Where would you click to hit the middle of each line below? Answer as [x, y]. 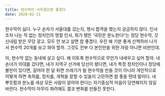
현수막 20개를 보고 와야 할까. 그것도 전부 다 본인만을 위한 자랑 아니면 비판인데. [85, 47]
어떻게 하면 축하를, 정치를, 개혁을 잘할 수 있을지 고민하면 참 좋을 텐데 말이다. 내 [81, 76]
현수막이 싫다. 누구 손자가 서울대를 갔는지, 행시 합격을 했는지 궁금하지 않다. [77, 29]
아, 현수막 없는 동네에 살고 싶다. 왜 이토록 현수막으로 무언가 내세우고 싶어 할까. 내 [83, 58]
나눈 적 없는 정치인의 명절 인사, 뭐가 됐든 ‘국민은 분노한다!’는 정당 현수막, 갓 [86, 35]
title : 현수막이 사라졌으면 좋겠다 [35, 10]
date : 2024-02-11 [23, 14]
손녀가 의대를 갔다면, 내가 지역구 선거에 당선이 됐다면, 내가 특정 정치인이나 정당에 [83, 64]
